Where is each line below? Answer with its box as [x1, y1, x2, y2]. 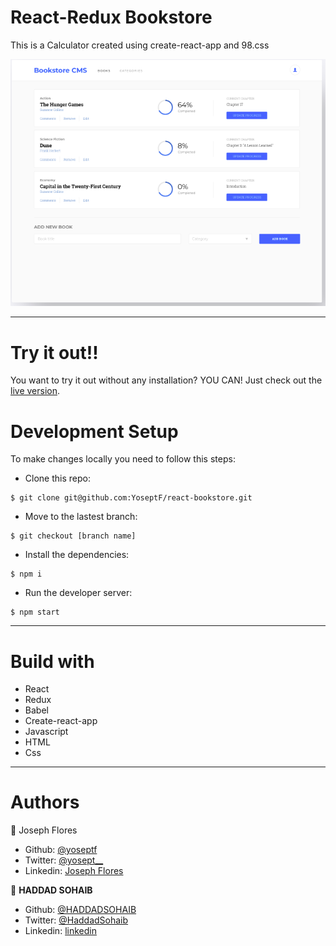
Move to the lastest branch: [24, 511, 138, 523]
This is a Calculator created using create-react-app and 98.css [10, 39, 270, 51]
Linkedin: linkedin [24, 925, 97, 937]
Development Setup [10, 420, 179, 443]
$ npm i [10, 569, 43, 580]
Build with [10, 650, 95, 673]
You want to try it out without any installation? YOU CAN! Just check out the [10, 374, 323, 386]
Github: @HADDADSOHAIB [24, 904, 137, 916]
